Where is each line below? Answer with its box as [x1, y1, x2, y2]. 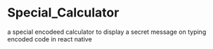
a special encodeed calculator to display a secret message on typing [7, 28, 207, 36]
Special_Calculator [7, 5, 120, 21]
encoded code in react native [7, 35, 93, 43]
